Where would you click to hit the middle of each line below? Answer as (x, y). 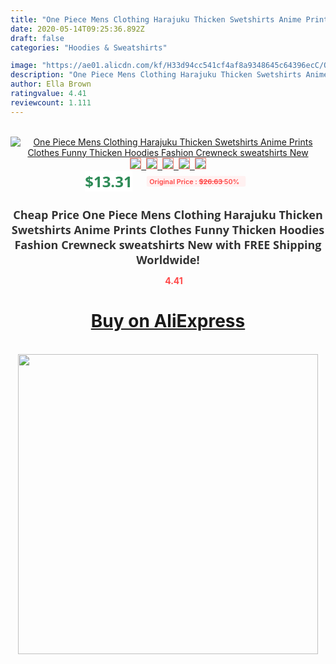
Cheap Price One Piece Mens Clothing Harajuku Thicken (168, 214)
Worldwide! (168, 259)
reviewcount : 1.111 (51, 102)
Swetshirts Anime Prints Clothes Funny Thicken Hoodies (168, 229)
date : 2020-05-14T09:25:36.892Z (77, 29)
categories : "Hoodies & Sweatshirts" (89, 47)
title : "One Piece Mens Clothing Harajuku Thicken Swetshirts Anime (156, 19)
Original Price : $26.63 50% (194, 181)
